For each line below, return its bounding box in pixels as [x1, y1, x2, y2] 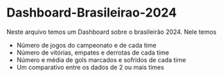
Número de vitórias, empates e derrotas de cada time [16, 48, 170, 57]
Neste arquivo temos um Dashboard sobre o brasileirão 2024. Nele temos [6, 28, 217, 36]
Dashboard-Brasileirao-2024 [6, 5, 177, 21]
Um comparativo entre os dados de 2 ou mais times [16, 63, 164, 71]
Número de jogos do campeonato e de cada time [16, 41, 157, 49]
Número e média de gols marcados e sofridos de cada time [16, 55, 186, 64]
